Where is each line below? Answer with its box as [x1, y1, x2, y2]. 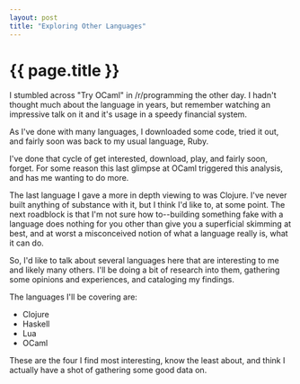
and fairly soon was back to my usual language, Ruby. [9, 136, 209, 147]
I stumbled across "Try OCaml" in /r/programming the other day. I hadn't [9, 90, 277, 101]
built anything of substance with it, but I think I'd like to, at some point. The [9, 200, 286, 210]
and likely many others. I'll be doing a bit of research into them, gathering [9, 264, 280, 275]
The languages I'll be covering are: [9, 291, 137, 302]
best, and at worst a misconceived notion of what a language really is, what [9, 228, 289, 239]
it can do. [9, 237, 45, 248]
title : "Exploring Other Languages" [9, 22, 146, 31]
